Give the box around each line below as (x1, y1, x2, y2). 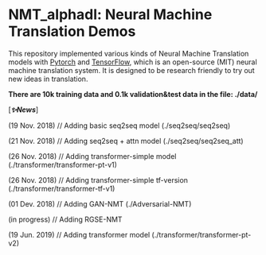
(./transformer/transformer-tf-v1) (8, 184, 115, 193)
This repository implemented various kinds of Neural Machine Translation (8, 48, 249, 58)
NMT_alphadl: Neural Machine (8, 6, 213, 24)
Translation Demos (8, 22, 136, 41)
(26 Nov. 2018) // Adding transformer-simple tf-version (8, 175, 189, 184)
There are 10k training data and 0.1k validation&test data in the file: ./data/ (8, 89, 258, 99)
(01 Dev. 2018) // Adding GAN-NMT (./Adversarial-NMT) (8, 199, 192, 208)
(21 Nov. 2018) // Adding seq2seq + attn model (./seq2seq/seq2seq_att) (8, 136, 244, 145)
